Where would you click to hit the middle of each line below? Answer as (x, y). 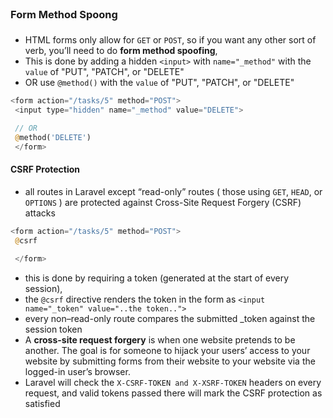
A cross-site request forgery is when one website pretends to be (160, 339)
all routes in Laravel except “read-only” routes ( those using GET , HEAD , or (173, 191)
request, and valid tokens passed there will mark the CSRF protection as (173, 393)
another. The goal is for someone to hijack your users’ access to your (167, 350)
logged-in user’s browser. (77, 371)
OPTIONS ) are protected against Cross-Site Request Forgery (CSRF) (163, 202)
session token (53, 329)
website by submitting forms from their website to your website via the (170, 361)
